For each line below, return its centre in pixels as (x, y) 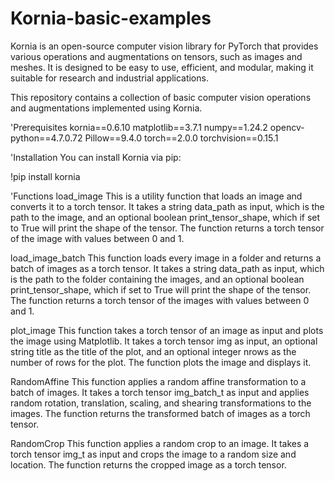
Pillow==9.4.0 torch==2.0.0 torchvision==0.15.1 (181, 138)
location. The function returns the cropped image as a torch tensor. (148, 464)
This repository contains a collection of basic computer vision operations (161, 97)
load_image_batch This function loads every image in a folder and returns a (166, 258)
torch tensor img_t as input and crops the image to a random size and (153, 454)
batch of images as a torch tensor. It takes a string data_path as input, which (167, 268)
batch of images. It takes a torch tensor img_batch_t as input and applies (160, 392)
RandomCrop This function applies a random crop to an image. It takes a (160, 443)
